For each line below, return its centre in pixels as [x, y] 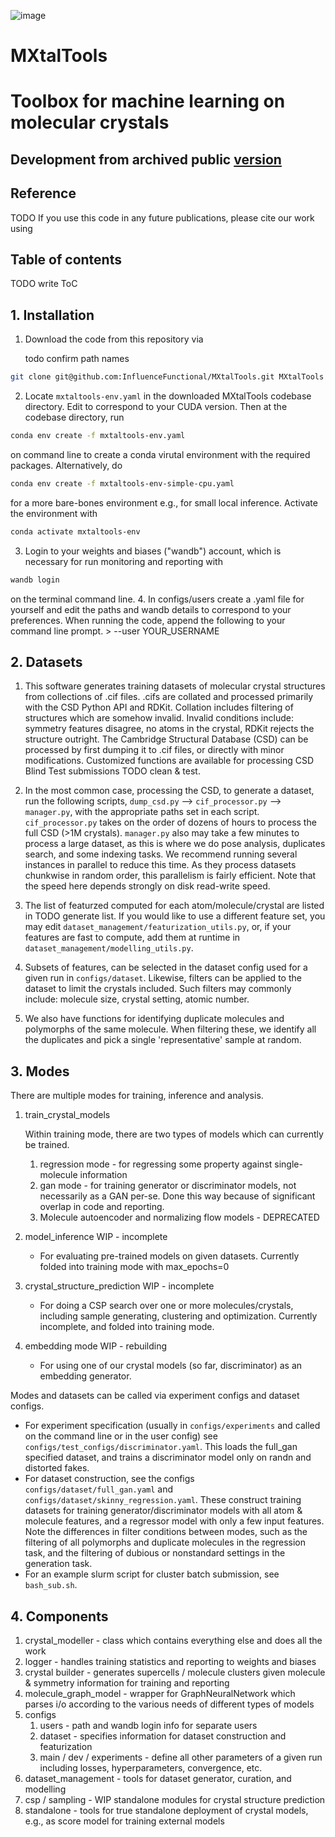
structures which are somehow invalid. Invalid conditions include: [159, 718]
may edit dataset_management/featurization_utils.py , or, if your [158, 927]
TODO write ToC [44, 284]
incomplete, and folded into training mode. [127, 1327]
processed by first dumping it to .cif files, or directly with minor [154, 750]
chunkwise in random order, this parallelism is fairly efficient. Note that [170, 876]
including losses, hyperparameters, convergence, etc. [151, 1768]
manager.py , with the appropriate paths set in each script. [142, 812]
